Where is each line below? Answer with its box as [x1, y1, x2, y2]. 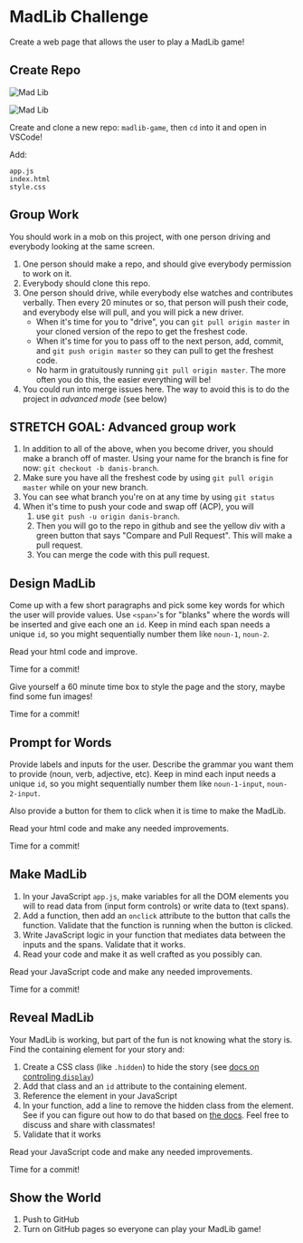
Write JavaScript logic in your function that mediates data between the [22, 929, 287, 940]
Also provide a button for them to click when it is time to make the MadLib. [9, 805, 287, 816]
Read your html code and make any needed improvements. [9, 823, 229, 833]
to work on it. [22, 267, 72, 278]
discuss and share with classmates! [22, 1119, 156, 1130]
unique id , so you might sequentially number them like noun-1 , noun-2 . [9, 628, 270, 640]
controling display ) [22, 1071, 95, 1082]
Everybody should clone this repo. [22, 277, 151, 288]
